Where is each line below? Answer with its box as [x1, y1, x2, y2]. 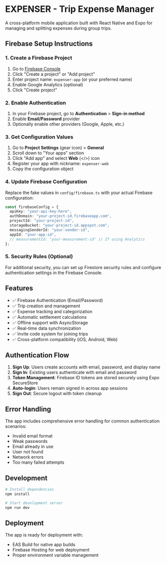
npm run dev [5, 505, 30, 510]
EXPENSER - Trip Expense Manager [5, 3, 155, 15]
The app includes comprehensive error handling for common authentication [5, 418, 160, 424]
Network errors [12, 454, 44, 460]
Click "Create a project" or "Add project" [12, 71, 95, 77]
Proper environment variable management [12, 552, 99, 558]
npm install [5, 492, 30, 496]
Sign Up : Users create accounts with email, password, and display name [12, 364, 161, 370]
